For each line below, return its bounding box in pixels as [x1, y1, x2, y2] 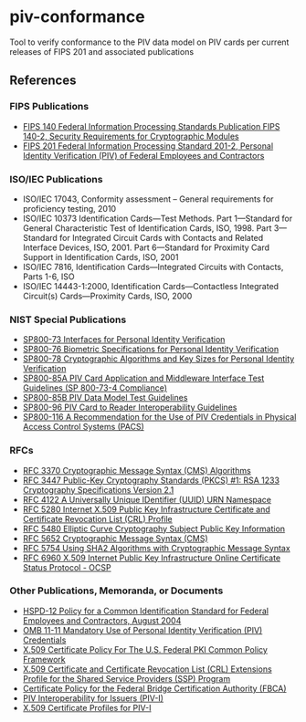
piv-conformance [9, 6, 145, 27]
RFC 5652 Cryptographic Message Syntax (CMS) [22, 532, 208, 544]
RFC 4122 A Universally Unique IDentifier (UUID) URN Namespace [22, 494, 272, 505]
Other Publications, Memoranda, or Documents [9, 584, 224, 597]
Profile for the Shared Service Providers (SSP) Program [22, 673, 231, 684]
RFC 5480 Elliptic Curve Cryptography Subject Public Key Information [22, 523, 286, 534]
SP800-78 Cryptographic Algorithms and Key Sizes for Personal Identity [22, 353, 295, 364]
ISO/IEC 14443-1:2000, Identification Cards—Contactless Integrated [22, 280, 280, 291]
